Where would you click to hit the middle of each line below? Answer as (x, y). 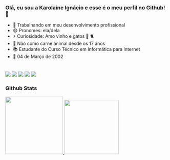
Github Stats (21, 88)
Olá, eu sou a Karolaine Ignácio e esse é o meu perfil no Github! (85, 8)
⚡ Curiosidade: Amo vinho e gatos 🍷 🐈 (53, 36)
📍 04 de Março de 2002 (38, 57)
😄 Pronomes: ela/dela (36, 31)
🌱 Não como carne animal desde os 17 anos (59, 44)
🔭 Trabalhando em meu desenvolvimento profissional (69, 25)
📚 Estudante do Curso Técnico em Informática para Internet (76, 49)
